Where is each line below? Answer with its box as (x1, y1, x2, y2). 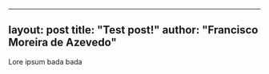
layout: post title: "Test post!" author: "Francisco (8, 23, 259, 37)
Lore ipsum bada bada (8, 56, 82, 66)
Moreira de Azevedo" (8, 36, 118, 49)
